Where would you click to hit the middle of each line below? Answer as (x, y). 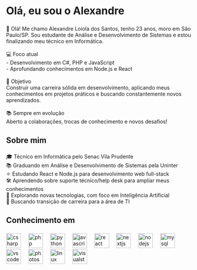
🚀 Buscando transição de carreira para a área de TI (68, 202)
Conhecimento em (41, 220)
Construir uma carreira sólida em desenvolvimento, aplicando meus (88, 88)
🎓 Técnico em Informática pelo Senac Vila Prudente (70, 157)
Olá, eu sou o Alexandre (65, 11)
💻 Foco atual (22, 54)
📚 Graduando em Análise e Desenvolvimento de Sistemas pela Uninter (92, 166)
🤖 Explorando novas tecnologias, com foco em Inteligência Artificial (88, 195)
